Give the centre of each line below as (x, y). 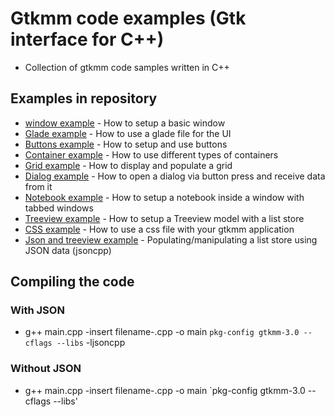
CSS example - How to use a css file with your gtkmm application (159, 229)
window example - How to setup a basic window (125, 123)
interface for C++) (87, 39)
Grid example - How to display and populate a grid (128, 165)
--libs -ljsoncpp (91, 343)
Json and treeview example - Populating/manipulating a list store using (171, 239)
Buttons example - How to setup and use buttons (126, 144)
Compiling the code (72, 282)
